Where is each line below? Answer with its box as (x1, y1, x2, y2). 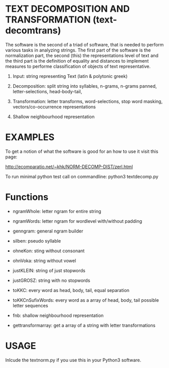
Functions (5, 192, 48, 203)
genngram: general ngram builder (12, 228, 83, 234)
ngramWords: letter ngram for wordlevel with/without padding (12, 218, 143, 224)
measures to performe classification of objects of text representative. (5, 63, 151, 69)
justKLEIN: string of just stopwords (12, 267, 86, 273)
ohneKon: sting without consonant (12, 248, 85, 254)
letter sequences (12, 302, 48, 308)
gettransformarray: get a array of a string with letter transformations (12, 322, 156, 328)
